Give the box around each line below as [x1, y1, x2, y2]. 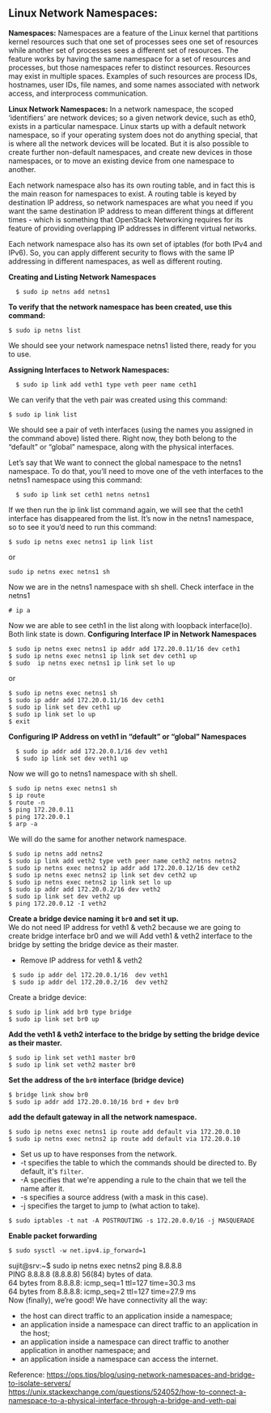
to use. [8, 349, 32, 359]
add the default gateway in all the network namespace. [8, 1112, 197, 1122]
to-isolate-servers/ [8, 1378, 71, 1388]
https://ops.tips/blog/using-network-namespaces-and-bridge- [46, 1369, 256, 1379]
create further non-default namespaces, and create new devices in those [8, 147, 252, 157]
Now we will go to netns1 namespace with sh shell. [8, 769, 178, 778]
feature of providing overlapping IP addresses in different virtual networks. [8, 223, 257, 233]
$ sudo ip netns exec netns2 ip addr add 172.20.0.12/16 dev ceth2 [8, 864, 241, 872]
